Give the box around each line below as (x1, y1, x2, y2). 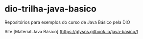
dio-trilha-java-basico (4, 3, 96, 14)
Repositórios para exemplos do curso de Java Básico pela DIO (4, 19, 130, 25)
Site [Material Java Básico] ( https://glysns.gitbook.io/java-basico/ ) (4, 28, 139, 34)
